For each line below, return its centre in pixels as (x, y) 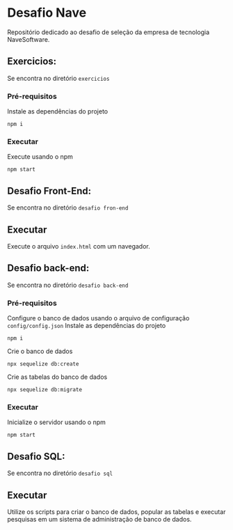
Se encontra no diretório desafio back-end (68, 285)
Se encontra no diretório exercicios (58, 78)
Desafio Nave (47, 13)
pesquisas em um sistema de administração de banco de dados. (99, 519)
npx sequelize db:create (43, 364)
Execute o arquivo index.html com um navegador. (79, 246)
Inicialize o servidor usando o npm (57, 422)
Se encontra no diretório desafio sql (60, 473)
